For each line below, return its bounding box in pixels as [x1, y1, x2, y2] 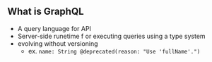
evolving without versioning [17, 39, 98, 48]
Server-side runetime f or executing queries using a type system [17, 32, 206, 40]
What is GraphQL [7, 6, 84, 18]
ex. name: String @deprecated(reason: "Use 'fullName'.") [28, 46, 201, 55]
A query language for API [17, 24, 92, 32]
